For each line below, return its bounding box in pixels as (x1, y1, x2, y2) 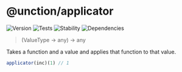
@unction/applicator (6, 4, 114, 18)
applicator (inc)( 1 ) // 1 (6, 60, 69, 66)
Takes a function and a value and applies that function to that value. (6, 48, 177, 56)
